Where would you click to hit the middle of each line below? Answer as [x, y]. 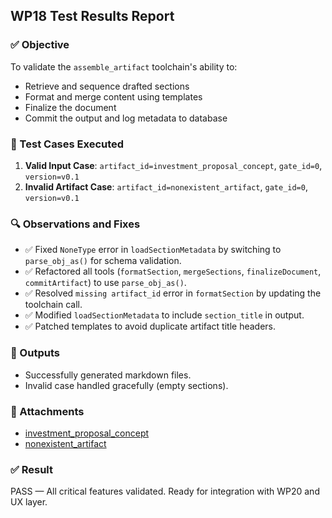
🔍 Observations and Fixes [75, 224]
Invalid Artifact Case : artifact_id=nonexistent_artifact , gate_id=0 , [166, 186]
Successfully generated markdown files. [108, 375]
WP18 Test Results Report [92, 16]
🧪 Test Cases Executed [67, 144]
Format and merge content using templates [113, 96]
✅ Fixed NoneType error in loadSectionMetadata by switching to [153, 250]
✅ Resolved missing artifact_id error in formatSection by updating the [173, 293]
